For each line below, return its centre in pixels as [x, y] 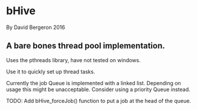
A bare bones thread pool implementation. [86, 46]
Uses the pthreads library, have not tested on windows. [73, 60]
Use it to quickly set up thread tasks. [51, 72]
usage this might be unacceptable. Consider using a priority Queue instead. [98, 89]
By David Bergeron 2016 [35, 27]
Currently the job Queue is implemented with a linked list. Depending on [94, 83]
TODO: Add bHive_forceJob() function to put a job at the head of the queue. [98, 101]
